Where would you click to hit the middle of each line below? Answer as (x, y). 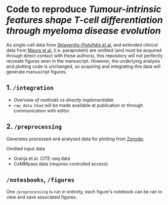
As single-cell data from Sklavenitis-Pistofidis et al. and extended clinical (82, 45)
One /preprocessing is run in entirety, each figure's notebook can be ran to (84, 192)
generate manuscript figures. (36, 71)
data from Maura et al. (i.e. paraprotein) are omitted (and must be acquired (84, 50)
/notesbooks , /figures (40, 179)
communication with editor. (42, 110)
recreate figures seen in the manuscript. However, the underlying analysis (83, 61)
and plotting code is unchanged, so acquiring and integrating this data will (83, 66)
